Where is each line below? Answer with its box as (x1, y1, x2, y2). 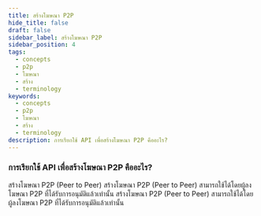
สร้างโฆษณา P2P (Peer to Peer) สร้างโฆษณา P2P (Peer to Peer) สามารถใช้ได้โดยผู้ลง (8, 180, 252, 189)
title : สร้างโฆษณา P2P (8, 11, 74, 20)
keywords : (8, 92, 41, 100)
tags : (8, 48, 26, 56)
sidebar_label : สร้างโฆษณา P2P (8, 33, 103, 42)
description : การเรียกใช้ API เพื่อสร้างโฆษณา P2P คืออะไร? (8, 136, 168, 144)
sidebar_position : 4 (8, 41, 76, 49)
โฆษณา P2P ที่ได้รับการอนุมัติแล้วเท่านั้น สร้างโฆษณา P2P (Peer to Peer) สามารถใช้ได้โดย (8, 188, 254, 198)
